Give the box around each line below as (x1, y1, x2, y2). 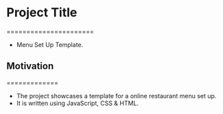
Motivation (6, 60, 54, 72)
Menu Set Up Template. (16, 40, 84, 48)
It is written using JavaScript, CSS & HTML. (16, 99, 139, 107)
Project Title (6, 5, 78, 20)
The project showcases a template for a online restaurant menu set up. (16, 91, 217, 100)
